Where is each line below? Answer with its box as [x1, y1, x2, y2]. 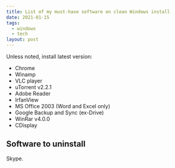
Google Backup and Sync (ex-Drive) [14, 109, 104, 116]
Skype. [6, 155, 24, 162]
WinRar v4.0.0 [14, 115, 50, 123]
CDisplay [14, 122, 38, 129]
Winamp [14, 71, 36, 78]
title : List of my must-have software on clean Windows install [6, 8, 170, 15]
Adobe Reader [14, 90, 51, 97]
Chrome [14, 65, 35, 72]
